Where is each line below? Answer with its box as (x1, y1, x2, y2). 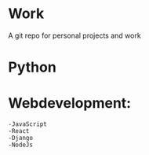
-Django (8, 135, 34, 142)
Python (8, 58, 56, 76)
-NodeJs (8, 141, 34, 149)
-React (8, 127, 30, 135)
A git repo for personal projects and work (8, 31, 141, 40)
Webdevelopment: (8, 94, 132, 113)
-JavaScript (8, 120, 47, 128)
